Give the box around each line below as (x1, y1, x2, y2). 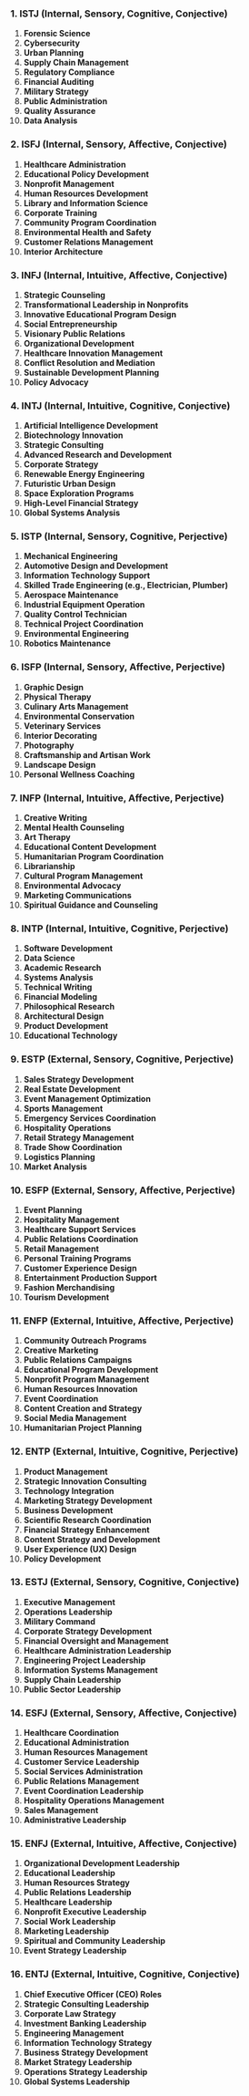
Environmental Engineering (23, 628, 130, 639)
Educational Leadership (23, 1868, 116, 1879)
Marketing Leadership (23, 1925, 110, 1936)
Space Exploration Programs (23, 488, 134, 499)
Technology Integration (23, 1485, 115, 1496)
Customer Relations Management (23, 236, 154, 247)
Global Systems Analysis (23, 507, 121, 518)
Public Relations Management (23, 1776, 140, 1787)
